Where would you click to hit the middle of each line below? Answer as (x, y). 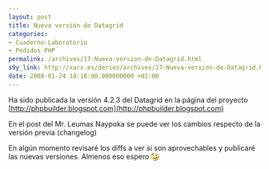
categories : (28, 34)
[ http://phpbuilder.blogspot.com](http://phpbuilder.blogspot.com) (116, 108)
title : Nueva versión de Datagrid (66, 25)
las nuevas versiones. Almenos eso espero (79, 156)
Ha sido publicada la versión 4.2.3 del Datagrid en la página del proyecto (128, 99)
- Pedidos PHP (32, 51)
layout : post (30, 17)
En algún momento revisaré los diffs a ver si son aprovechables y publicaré (132, 147)
